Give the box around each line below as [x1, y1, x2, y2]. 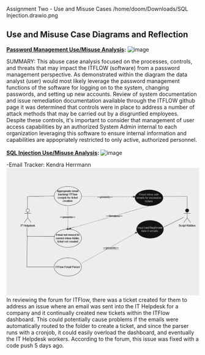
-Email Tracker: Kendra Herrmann [6, 161, 91, 168]
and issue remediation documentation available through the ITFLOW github [6, 96, 196, 104]
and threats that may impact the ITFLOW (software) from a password [6, 64, 181, 71]
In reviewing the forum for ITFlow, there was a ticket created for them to [6, 296, 188, 303]
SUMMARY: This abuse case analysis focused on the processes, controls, [6, 58, 193, 65]
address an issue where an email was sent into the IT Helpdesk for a [6, 303, 179, 310]
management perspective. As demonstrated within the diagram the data [6, 71, 188, 78]
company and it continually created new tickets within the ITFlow [6, 310, 170, 317]
